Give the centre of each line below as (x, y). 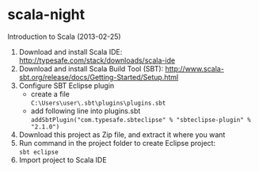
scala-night (46, 15)
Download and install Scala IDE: (70, 52)
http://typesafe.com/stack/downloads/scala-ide (97, 60)
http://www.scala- (195, 68)
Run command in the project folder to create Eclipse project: (117, 143)
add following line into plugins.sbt (86, 111)
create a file (50, 94)
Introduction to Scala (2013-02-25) (64, 36)
